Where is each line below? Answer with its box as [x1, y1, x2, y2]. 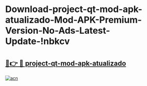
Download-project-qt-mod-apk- [5, 4, 142, 15]
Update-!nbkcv [5, 36, 70, 47]
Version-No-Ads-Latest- [5, 25, 110, 36]
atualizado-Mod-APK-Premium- [5, 14, 142, 26]
